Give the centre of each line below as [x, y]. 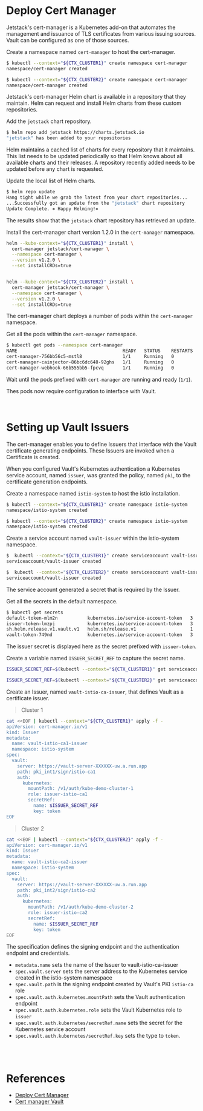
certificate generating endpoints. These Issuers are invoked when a [90, 450]
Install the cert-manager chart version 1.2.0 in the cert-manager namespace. [101, 232]
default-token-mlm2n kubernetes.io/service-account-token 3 [100, 618]
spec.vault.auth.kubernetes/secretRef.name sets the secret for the [99, 1023]
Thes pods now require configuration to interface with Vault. [81, 391]
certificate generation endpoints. [47, 482]
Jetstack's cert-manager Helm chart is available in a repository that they [96, 97]
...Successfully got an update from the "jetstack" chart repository [96, 203]
